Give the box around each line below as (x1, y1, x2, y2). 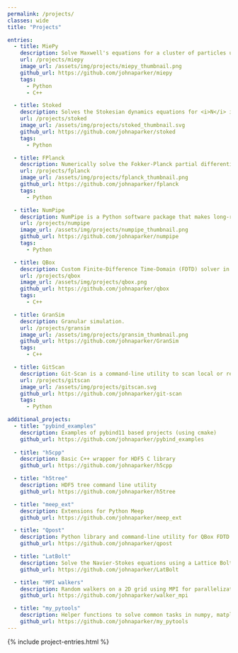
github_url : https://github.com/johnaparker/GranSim (20, 337, 179, 345)
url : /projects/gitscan (20, 376, 91, 384)
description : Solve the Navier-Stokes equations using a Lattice (20, 559, 217, 567)
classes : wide (7, 17, 50, 24)
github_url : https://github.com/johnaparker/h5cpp (20, 462, 173, 469)
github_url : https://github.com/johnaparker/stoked (20, 128, 176, 135)
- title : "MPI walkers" (13, 579, 84, 586)
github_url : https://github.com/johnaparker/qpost (20, 540, 173, 547)
